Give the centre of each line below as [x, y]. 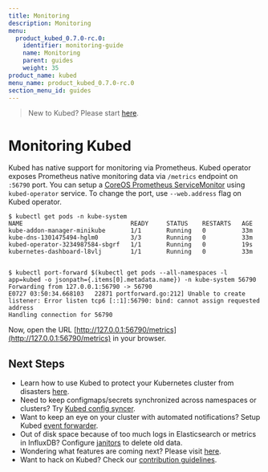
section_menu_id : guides [50, 90]
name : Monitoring [52, 53]
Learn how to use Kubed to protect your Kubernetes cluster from [127, 383]
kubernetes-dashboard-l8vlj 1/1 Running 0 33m [130, 252]
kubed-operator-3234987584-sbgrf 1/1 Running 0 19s [130, 245]
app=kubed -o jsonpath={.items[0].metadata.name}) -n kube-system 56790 [132, 280]
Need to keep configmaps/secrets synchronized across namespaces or [138, 400]
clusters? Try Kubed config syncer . [78, 409]
